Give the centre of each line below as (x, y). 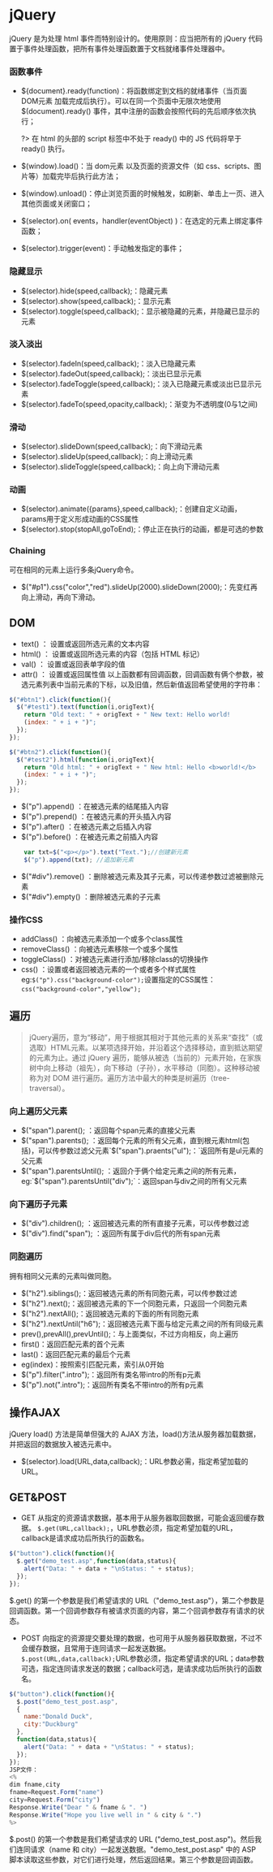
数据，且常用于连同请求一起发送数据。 (107, 1648)
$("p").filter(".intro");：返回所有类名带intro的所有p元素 (111, 1374)
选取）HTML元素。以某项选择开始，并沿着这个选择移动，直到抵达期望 (145, 1047)
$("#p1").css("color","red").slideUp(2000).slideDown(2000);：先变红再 (139, 587)
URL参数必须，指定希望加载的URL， (177, 1528)
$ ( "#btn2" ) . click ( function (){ (60, 752)
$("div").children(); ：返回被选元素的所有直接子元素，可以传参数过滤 (135, 1224)
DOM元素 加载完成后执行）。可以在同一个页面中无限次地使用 (121, 101)
